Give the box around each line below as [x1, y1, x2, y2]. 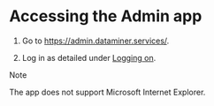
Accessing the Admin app [9, 6, 203, 26]
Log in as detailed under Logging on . [21, 52, 157, 63]
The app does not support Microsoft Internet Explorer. [9, 87, 206, 97]
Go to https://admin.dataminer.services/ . [21, 35, 170, 46]
